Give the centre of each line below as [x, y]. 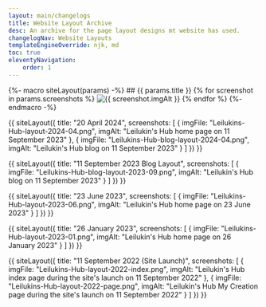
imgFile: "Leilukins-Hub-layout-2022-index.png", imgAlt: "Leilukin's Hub [127, 269]
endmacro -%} [33, 107]
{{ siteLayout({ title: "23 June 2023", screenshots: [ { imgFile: [109, 195]
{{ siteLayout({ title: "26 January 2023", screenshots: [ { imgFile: [114, 228]
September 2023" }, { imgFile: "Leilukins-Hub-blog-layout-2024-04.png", [129, 140]
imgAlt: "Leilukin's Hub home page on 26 [164, 237]
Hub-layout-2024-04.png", [53, 131]
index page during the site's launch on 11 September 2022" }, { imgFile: [125, 277]
